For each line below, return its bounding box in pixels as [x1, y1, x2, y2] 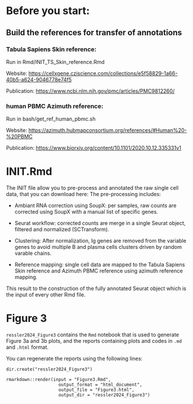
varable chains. [14, 250, 51, 257]
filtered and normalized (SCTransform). [14, 226, 109, 233]
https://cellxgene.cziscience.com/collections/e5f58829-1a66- [28, 69, 178, 77]
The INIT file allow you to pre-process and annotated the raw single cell [6, 184, 179, 191]
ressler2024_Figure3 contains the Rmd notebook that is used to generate [6, 331, 180, 338]
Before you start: [6, 4, 90, 18]
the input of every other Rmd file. [6, 291, 86, 298]
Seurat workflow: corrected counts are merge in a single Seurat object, [14, 220, 186, 227]
